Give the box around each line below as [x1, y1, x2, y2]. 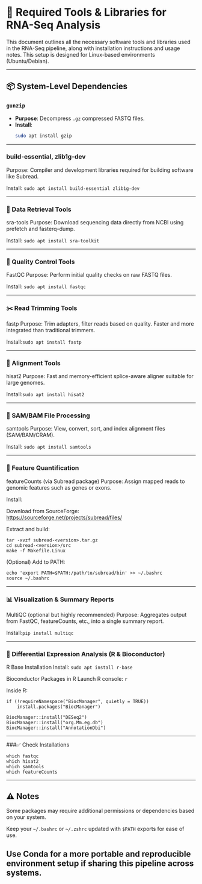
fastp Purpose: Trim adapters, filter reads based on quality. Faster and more [6, 320, 194, 327]
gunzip [6, 103, 26, 109]
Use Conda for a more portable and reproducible [6, 849, 191, 859]
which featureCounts [6, 769, 58, 775]
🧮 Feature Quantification [6, 464, 79, 472]
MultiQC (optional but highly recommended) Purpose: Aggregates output [6, 611, 187, 618]
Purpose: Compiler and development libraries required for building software [6, 166, 194, 174]
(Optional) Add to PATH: [6, 558, 66, 566]
